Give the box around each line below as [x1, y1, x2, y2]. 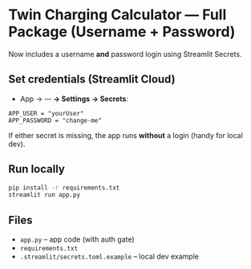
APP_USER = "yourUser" [8, 109, 84, 117]
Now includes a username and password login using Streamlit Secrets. [8, 49, 242, 59]
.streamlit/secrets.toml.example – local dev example [19, 251, 199, 262]
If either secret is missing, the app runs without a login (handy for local [8, 130, 243, 140]
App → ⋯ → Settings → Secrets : [19, 94, 128, 104]
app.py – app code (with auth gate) [19, 234, 135, 244]
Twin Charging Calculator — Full [8, 6, 227, 24]
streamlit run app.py [8, 191, 81, 199]
